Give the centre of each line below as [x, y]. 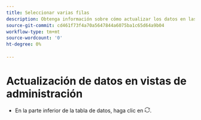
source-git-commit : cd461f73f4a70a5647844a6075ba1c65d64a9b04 [85, 25]
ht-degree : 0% [24, 44]
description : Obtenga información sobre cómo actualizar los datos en [96, 19]
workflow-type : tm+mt [33, 32]
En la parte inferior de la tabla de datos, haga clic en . [83, 110]
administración [44, 94]
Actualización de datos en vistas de [96, 81]
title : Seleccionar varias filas [48, 13]
